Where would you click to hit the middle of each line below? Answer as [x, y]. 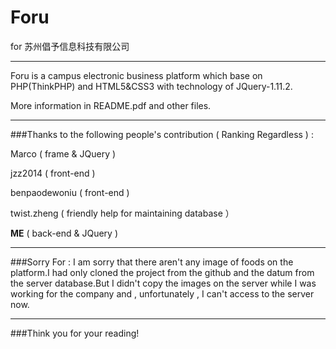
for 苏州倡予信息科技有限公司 [70, 46]
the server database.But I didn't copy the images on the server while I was [163, 283]
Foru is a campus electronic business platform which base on [136, 75]
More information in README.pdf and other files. [111, 105]
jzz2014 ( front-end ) [53, 173]
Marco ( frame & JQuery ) [63, 153]
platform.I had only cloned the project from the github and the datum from [162, 272]
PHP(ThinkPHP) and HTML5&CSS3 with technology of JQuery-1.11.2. [151, 86]
